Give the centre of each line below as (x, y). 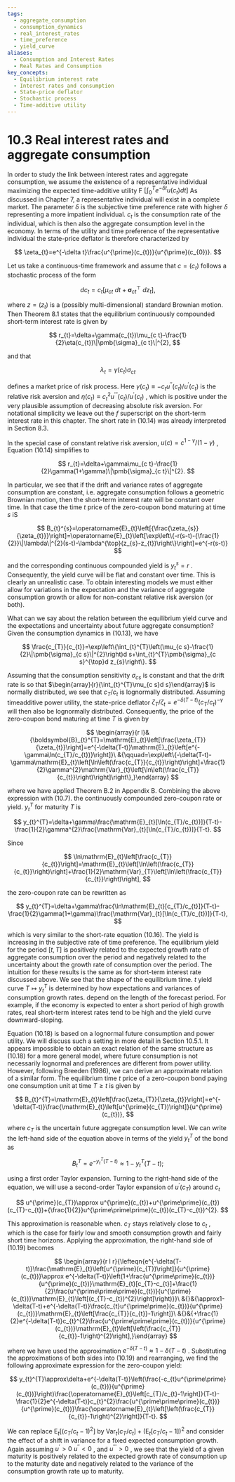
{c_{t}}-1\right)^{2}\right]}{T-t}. (113, 1417)
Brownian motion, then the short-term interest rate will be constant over (111, 500)
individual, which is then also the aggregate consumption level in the (106, 224)
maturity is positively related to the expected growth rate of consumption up (117, 1456)
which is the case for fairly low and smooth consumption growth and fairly (115, 1233)
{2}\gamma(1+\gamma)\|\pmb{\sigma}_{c (101, 471)
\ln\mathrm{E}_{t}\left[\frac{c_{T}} (123, 857)
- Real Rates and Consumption (58, 66)
